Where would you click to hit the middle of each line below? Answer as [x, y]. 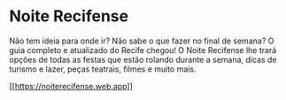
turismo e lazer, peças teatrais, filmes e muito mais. [103, 69]
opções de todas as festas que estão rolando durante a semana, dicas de [143, 59]
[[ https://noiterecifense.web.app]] [71, 86]
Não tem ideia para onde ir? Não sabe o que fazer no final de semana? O [142, 41]
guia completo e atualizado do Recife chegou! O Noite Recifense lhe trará [143, 50]
